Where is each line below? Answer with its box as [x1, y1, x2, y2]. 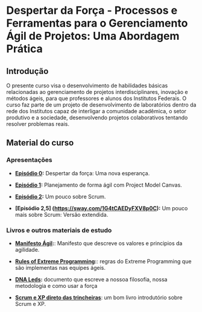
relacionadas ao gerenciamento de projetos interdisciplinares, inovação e [6, 89, 188, 95]
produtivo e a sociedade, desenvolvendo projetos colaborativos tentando [6, 114, 188, 121]
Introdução [6, 66, 49, 76]
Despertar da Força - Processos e [6, 4, 178, 17]
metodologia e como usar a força [14, 282, 98, 289]
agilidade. [14, 246, 40, 253]
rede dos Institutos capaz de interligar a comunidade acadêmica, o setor [6, 108, 187, 114]
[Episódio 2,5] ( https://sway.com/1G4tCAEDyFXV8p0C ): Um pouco [14, 204, 188, 211]
